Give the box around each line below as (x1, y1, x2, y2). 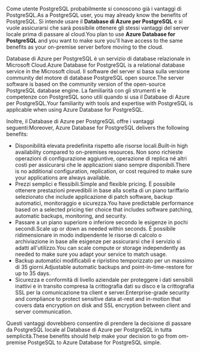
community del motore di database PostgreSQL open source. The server (6, 74, 184, 81)
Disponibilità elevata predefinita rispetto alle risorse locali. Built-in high (14, 142, 188, 149)
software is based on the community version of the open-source (6, 80, 166, 88)
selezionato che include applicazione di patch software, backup (14, 193, 173, 200)
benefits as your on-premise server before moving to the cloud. (6, 43, 164, 50)
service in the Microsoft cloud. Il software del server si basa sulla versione (6, 68, 190, 74)
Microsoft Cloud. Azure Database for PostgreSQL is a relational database (6, 61, 185, 68)
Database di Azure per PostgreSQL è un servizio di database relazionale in (6, 55, 191, 62)
